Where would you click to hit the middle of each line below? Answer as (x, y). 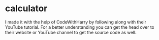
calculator (26, 9)
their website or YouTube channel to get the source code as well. (71, 32)
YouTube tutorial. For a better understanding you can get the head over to (80, 27)
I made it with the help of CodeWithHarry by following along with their (76, 22)
